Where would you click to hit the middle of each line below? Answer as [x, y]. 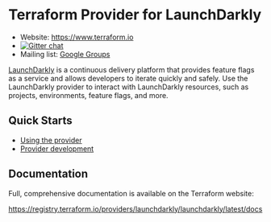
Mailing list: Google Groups [65, 54]
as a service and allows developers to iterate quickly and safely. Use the [128, 78]
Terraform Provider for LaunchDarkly [135, 15]
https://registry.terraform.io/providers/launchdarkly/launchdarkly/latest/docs [135, 209]
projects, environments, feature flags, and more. [88, 95]
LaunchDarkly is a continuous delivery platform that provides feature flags [131, 69]
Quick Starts [40, 121]
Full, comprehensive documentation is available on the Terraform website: [131, 193]
